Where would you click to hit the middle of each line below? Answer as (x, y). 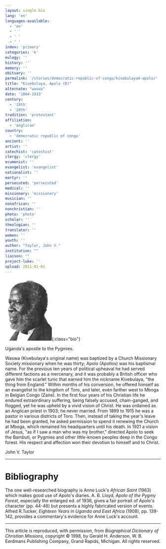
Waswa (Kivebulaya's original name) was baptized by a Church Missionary (81, 358)
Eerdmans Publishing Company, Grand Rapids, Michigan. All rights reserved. (83, 541)
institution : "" (22, 251)
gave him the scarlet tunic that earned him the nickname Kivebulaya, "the (80, 379)
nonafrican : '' (21, 204)
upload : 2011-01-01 (25, 267)
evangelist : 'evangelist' (32, 167)
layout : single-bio (25, 10)
